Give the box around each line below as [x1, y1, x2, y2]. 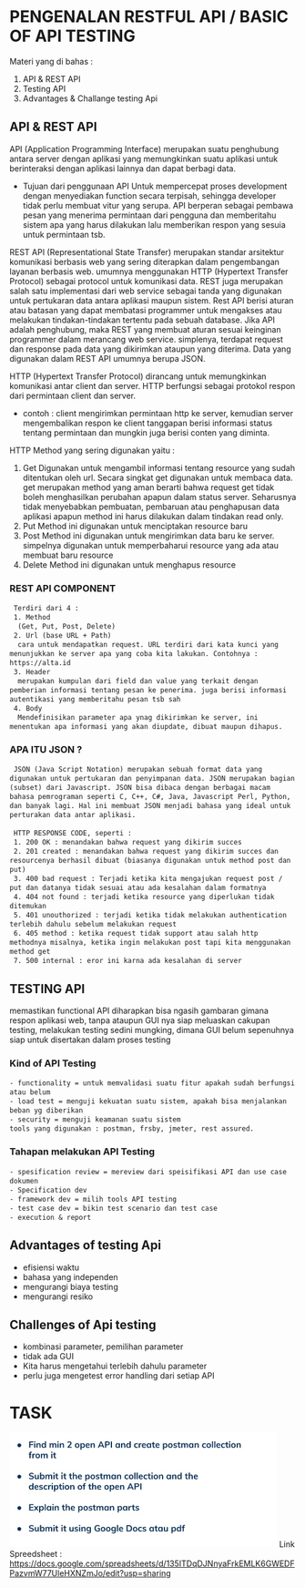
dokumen [9, 1176, 39, 1185]
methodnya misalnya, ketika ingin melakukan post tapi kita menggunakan [9, 938, 291, 948]
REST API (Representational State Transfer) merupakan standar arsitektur [9, 246, 285, 257]
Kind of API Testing [9, 1057, 97, 1070]
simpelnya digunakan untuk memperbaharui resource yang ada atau [22, 539, 280, 550]
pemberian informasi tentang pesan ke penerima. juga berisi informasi [9, 686, 287, 695]
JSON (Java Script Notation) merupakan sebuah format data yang [13, 765, 262, 774]
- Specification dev [9, 1185, 88, 1194]
